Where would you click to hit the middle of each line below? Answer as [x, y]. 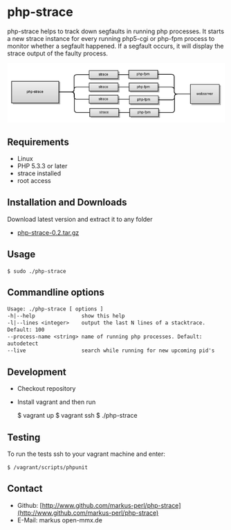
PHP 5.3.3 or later [42, 166]
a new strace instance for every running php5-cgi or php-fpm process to [111, 38]
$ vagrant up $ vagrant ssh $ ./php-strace [77, 416]
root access [34, 180]
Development [37, 372]
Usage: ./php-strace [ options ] [55, 309]
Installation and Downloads [67, 203]
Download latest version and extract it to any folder [80, 219]
